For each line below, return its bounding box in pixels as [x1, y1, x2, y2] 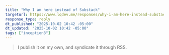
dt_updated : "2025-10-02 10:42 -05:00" [5, 26, 89, 31]
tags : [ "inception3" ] [5, 30, 51, 35]
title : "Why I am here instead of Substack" [5, 7, 100, 12]
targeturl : [5, 12, 28, 17]
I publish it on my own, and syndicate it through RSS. [17, 44, 127, 50]
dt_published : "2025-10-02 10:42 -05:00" [5, 21, 94, 26]
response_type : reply [5, 16, 51, 21]
